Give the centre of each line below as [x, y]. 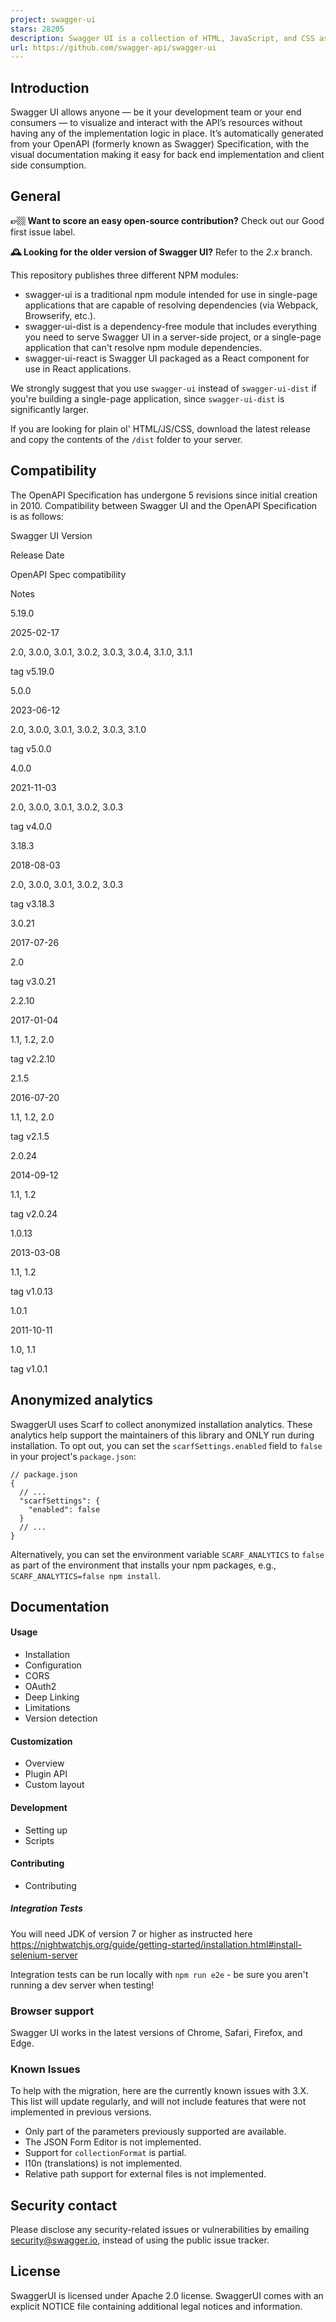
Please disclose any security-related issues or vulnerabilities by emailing [160, 2230]
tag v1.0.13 [31, 1291]
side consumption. [48, 165]
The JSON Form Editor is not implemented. [113, 2142]
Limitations [47, 1708]
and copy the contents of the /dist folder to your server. [126, 439]
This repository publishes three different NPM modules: [124, 275]
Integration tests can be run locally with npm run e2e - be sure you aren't [159, 1974]
